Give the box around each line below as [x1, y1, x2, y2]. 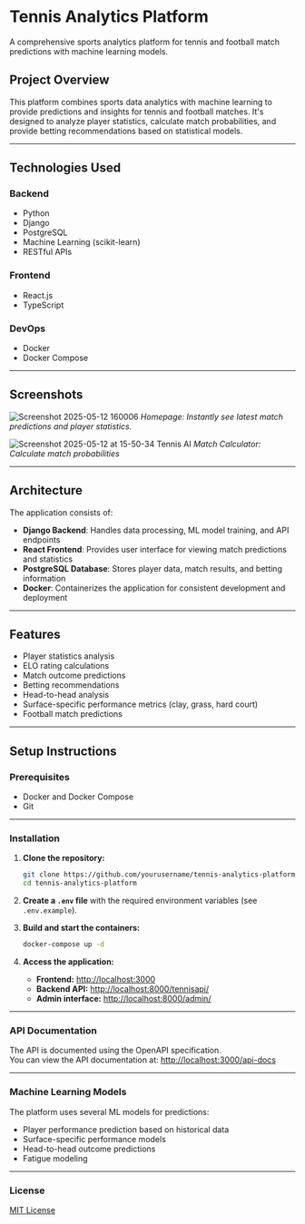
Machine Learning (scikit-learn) [22, 237, 141, 248]
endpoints [22, 534, 61, 545]
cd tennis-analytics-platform [22, 878, 138, 888]
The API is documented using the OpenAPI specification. [9, 1045, 222, 1056]
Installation [9, 832, 61, 845]
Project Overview [9, 73, 110, 88]
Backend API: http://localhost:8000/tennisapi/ [35, 984, 210, 994]
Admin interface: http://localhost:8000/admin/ [35, 994, 212, 1004]
